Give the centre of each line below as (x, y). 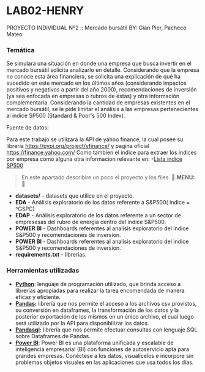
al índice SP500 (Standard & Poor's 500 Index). (66, 116)
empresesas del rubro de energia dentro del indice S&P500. (91, 222)
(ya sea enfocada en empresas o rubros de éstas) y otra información (93, 96)
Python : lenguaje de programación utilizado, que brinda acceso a (98, 284)
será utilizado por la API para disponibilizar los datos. (82, 323)
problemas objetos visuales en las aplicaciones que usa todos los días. (104, 362)
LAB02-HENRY (45, 11)
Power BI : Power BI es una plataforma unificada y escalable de (94, 343)
